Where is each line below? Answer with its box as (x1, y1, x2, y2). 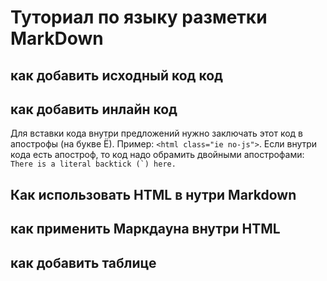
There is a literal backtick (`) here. (10, 159, 177, 170)
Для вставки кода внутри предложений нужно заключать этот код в (10, 127, 304, 140)
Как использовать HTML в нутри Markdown (10, 186, 297, 203)
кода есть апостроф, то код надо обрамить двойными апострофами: (10, 149, 305, 161)
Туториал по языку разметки (10, 6, 268, 29)
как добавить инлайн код (10, 101, 178, 118)
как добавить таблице (10, 254, 157, 271)
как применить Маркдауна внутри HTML (10, 221, 281, 238)
